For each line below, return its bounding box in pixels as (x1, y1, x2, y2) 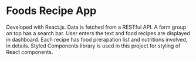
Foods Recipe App (6, 4, 97, 18)
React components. (6, 48, 53, 55)
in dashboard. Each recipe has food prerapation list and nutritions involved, (6, 36, 188, 43)
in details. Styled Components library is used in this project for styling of (6, 42, 181, 49)
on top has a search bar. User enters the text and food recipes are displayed (6, 29, 191, 36)
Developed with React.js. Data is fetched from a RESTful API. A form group (6, 23, 187, 30)
